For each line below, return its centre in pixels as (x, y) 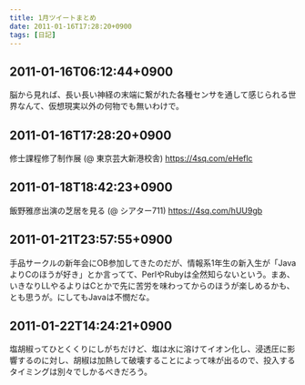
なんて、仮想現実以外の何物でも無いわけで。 (101, 106)
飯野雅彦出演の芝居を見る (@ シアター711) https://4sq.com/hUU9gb (136, 210)
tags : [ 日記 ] (33, 35)
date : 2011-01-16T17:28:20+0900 (71, 26)
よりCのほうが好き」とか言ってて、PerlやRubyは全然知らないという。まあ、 (152, 274)
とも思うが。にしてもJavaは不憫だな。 (82, 297)
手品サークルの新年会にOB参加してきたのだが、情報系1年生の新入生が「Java (153, 263)
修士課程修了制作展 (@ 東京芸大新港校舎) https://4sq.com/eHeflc (131, 158)
